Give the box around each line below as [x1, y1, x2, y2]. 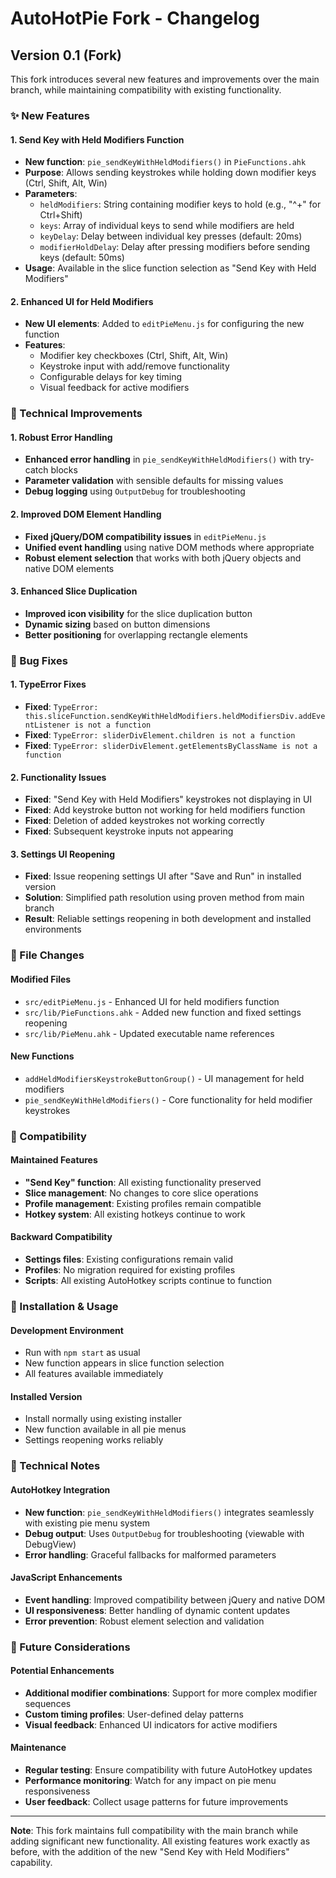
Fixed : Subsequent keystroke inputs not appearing [24, 825, 234, 837]
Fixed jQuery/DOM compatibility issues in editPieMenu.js [24, 530, 267, 542]
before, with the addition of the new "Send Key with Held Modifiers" [10, 1846, 290, 1858]
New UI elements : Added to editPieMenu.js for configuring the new [24, 318, 305, 330]
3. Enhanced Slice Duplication [10, 585, 138, 597]
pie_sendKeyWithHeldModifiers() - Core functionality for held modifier [24, 1093, 313, 1106]
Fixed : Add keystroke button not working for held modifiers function [24, 804, 306, 816]
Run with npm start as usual [24, 1347, 141, 1359]
